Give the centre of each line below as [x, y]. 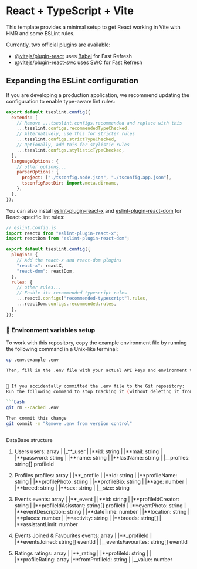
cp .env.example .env [33, 360]
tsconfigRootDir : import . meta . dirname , [70, 183]
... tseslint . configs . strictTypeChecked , [67, 139]
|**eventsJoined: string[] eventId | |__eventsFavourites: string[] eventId [101, 541]
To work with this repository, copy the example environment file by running [96, 343]
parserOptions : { [38, 172]
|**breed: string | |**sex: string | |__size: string [72, 488]
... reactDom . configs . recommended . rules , [67, 304]
